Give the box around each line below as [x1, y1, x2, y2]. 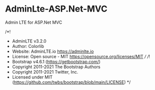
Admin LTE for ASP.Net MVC [5, 19, 62, 25]
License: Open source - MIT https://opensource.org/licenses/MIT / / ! [12, 53, 150, 59]
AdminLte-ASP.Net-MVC [5, 3, 108, 15]
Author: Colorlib [12, 43, 44, 49]
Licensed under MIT [12, 74, 53, 80]
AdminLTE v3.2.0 [12, 38, 47, 44]
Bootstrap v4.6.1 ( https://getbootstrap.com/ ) [12, 59, 101, 64]
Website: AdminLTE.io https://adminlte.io [12, 48, 94, 54]
